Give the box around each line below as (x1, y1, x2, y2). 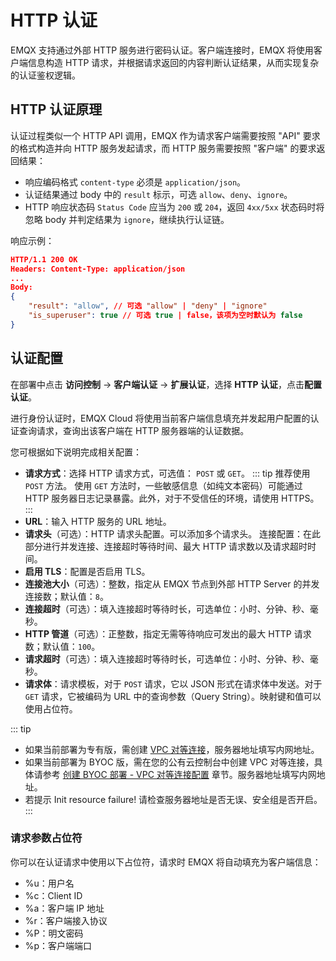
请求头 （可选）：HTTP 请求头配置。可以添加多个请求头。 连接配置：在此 (24, 527, 322, 540)
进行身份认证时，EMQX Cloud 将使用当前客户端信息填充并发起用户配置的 (10, 412, 311, 424)
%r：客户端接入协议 (24, 914, 108, 926)
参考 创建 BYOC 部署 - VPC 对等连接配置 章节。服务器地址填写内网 (42, 768, 317, 780)
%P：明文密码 (24, 927, 84, 939)
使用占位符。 (24, 702, 78, 715)
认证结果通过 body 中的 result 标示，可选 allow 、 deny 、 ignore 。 (24, 188, 293, 200)
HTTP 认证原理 (10, 101, 103, 118)
